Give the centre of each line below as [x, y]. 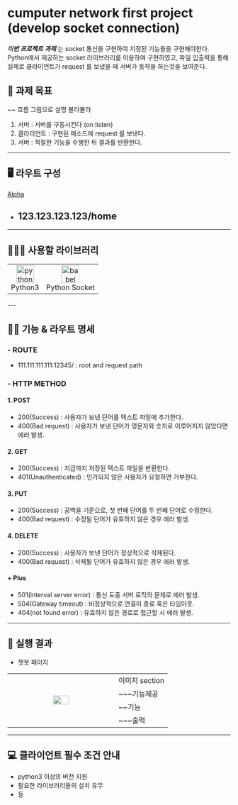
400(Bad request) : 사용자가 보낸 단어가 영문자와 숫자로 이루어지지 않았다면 [123, 426]
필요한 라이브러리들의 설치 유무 [60, 786]
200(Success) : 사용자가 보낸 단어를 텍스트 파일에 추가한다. [100, 417]
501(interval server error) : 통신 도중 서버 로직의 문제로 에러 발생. [108, 594]
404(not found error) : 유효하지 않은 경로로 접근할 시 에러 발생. [105, 612]
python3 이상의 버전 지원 [52, 777]
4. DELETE [23, 536]
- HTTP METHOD [37, 383]
